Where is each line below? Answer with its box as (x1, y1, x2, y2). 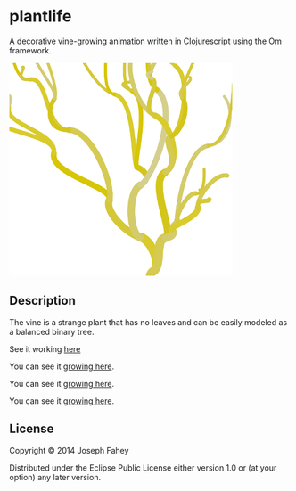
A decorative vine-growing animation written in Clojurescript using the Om (9, 36, 283, 46)
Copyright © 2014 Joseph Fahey (9, 445, 129, 455)
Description (9, 293, 76, 308)
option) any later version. (9, 471, 101, 482)
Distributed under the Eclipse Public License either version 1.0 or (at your (9, 462, 277, 473)
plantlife (9, 6, 72, 27)
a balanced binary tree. (9, 326, 95, 337)
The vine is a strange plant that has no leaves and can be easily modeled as (9, 316, 288, 327)
